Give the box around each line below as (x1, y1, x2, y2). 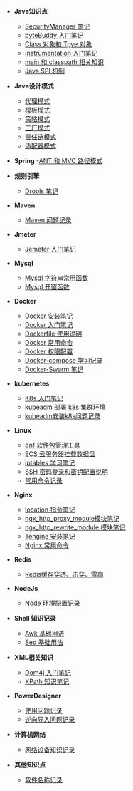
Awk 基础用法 (24, 629, 65, 637)
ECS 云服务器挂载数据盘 (24, 450, 96, 458)
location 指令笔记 (24, 505, 75, 514)
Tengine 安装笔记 (24, 532, 76, 540)
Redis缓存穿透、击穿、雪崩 (24, 570, 104, 578)
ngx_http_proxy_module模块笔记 (24, 515, 119, 522)
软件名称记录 (24, 776, 63, 784)
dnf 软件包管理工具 (24, 441, 80, 449)
